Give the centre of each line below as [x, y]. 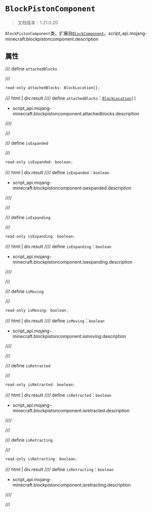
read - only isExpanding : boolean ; [40, 236]
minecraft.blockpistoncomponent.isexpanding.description [72, 262]
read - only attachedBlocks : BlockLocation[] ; [53, 88]
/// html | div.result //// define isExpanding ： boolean [58, 246]
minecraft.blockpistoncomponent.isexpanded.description [72, 188]
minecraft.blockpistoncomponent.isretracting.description [71, 485]
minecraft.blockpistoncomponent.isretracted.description [71, 411]
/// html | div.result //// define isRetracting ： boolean [60, 469]
